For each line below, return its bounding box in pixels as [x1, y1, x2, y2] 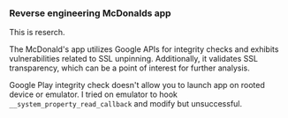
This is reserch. [9, 27, 65, 38]
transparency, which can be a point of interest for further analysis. [9, 63, 250, 73]
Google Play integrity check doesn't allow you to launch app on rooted [9, 80, 265, 91]
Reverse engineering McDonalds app [9, 7, 171, 19]
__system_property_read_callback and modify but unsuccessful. [9, 99, 243, 109]
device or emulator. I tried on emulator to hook [9, 89, 178, 100]
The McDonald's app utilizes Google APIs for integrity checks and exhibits [9, 44, 279, 55]
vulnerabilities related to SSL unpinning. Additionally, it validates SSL [9, 54, 259, 64]
